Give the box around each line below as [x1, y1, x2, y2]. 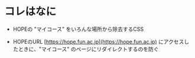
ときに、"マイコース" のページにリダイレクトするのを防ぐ [18, 45, 159, 53]
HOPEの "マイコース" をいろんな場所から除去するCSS [12, 25, 144, 33]
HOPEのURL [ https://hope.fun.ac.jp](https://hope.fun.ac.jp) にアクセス [12, 38, 184, 45]
